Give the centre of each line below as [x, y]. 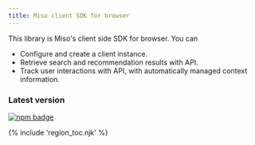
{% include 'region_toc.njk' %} [59, 132]
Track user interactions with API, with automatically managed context [133, 71]
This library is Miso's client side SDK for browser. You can [103, 38]
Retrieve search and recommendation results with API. [109, 62]
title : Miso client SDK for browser [69, 16]
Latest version [37, 100]
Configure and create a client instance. [84, 53]
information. [39, 79]
